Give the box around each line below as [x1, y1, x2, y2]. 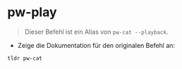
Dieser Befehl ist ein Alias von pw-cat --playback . [24, 27, 169, 36]
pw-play [7, 4, 58, 20]
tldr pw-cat [7, 54, 42, 62]
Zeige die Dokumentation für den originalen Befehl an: [17, 41, 175, 49]
